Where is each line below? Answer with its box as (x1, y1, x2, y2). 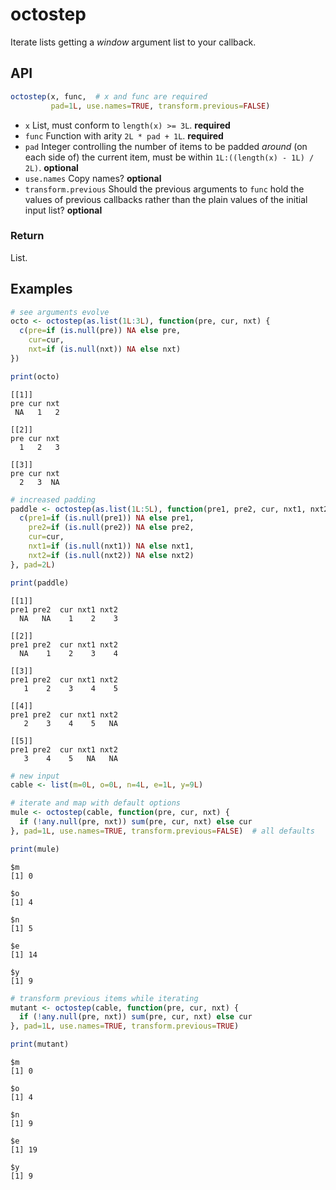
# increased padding (10, 494, 97, 505)
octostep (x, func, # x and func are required (10, 91, 208, 102)
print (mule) (10, 844, 60, 854)
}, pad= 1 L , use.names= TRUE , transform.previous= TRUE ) (10, 1021, 240, 1032)
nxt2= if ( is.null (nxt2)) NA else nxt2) (28, 550, 195, 560)
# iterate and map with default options (10, 798, 182, 808)
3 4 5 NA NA (23, 753, 118, 763)
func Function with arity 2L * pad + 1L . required (24, 129, 224, 142)
